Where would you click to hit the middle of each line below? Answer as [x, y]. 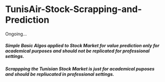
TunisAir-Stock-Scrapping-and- [74, 9]
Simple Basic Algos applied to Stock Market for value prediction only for [82, 45]
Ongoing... [16, 34]
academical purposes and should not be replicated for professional [77, 51]
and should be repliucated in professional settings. [60, 74]
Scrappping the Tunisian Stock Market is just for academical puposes [80, 68]
